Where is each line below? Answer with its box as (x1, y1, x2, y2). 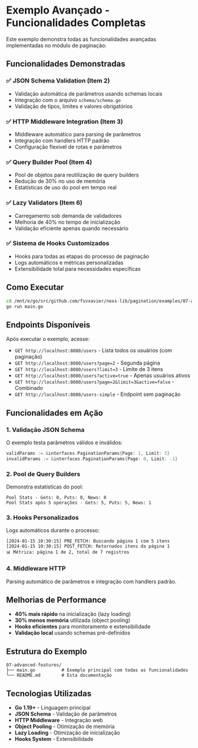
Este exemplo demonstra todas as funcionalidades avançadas (6, 35, 157, 42)
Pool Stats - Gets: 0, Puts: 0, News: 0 (6, 494, 107, 500)
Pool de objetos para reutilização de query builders (14, 172, 139, 179)
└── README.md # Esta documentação (6, 672, 112, 678)
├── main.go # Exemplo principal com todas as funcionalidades (6, 667, 189, 673)
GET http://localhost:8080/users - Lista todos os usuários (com (14, 347, 172, 354)
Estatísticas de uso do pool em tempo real (14, 184, 117, 191)
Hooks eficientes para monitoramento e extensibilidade (14, 623, 151, 630)
